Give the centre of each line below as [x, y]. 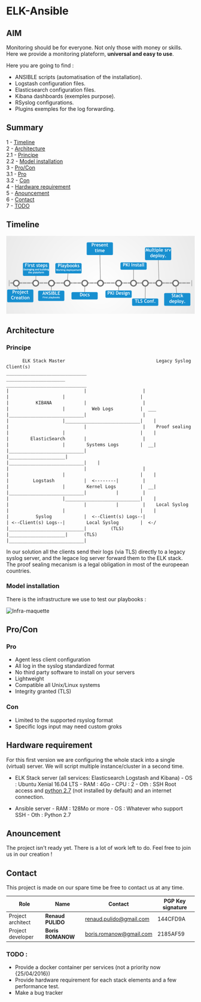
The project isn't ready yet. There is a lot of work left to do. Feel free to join [99, 848]
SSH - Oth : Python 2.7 [43, 815]
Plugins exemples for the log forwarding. [65, 109]
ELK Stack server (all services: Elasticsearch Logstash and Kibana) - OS [103, 777]
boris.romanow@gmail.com [118, 934]
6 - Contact [20, 199]
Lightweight [29, 679]
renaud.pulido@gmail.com [117, 919]
